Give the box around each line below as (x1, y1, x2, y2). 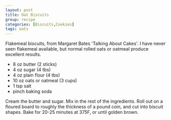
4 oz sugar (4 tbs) (12, 67, 51, 73)
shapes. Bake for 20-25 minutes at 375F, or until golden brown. (5, 109, 139, 115)
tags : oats (5, 27, 29, 32)
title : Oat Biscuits (5, 12, 50, 17)
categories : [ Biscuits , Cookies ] (5, 21, 74, 27)
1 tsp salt (12, 83, 32, 89)
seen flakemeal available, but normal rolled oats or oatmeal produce (5, 46, 149, 52)
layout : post (5, 7, 33, 13)
